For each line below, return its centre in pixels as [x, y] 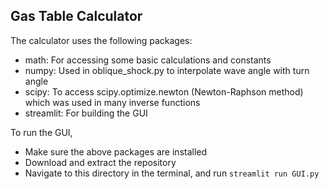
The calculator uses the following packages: [101, 40]
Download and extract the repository [100, 162]
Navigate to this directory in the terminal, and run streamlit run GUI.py [172, 173]
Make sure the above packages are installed [116, 151]
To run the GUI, [41, 132]
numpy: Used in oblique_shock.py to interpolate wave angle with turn [167, 70]
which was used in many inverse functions [112, 102]
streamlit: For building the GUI [86, 113]
